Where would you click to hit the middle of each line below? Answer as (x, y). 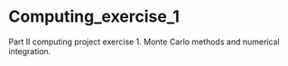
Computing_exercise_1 (94, 17)
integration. (30, 51)
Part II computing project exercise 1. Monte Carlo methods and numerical (144, 42)
